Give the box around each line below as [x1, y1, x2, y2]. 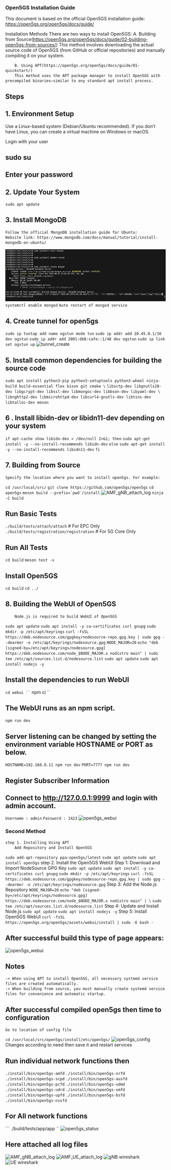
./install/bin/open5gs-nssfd [5, 1098, 67, 1103]
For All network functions [5, 1112, 88, 1121]
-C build [5, 496, 24, 501]
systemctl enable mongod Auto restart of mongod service [5, 303, 128, 308]
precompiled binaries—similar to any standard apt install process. [5, 78, 154, 84]
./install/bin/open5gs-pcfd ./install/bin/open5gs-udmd [5, 1082, 126, 1087]
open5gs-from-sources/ [5, 42, 56, 48]
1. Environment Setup [5, 110, 74, 118]
